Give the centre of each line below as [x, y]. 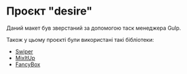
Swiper [24, 51]
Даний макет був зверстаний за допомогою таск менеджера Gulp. [94, 28]
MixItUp [25, 58]
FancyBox [28, 64]
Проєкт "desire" [50, 11]
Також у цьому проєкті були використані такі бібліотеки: [80, 39]
